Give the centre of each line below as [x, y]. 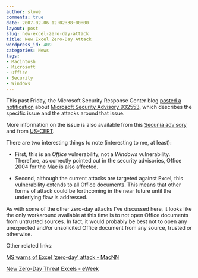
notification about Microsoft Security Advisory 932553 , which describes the [99, 107]
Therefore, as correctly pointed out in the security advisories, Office [98, 160]
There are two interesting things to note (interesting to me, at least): [89, 143]
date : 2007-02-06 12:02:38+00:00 [48, 23]
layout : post [22, 28]
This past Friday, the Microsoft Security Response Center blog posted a [94, 101]
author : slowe [24, 12]
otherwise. [19, 234]
